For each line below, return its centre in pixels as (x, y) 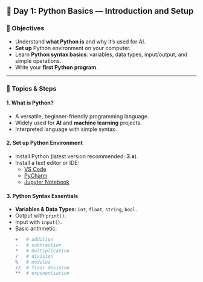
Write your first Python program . (56, 67)
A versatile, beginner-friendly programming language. (82, 116)
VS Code (35, 169)
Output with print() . (40, 216)
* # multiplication (42, 251)
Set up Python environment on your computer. (73, 48)
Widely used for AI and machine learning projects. (78, 123)
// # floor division (42, 268)
